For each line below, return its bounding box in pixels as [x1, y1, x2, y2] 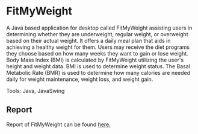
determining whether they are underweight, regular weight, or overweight [6, 30, 188, 37]
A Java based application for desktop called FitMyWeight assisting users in [6, 24, 193, 31]
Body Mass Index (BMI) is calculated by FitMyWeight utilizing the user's [6, 56, 184, 63]
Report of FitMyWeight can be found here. [6, 121, 111, 128]
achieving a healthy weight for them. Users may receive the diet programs [6, 43, 190, 51]
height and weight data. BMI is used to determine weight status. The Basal [6, 62, 191, 70]
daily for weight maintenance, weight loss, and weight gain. [6, 75, 153, 83]
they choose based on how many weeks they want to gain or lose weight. [6, 49, 188, 57]
